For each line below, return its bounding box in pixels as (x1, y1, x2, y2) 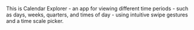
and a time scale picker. (6, 18, 64, 24)
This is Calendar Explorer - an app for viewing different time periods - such (6, 5, 189, 12)
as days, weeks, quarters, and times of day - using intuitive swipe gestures (6, 11, 188, 18)
